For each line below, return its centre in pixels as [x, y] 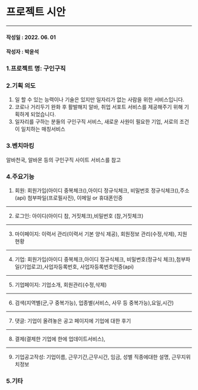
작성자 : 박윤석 [23, 52]
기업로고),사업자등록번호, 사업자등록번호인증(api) [78, 266]
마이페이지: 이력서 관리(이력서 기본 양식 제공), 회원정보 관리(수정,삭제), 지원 [101, 234]
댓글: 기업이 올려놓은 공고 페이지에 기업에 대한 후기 [73, 320]
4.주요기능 [20, 176]
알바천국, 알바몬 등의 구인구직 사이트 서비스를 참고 [64, 160]
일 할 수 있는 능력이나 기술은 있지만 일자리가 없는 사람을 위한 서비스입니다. [99, 100]
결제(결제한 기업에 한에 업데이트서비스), [60, 339]
